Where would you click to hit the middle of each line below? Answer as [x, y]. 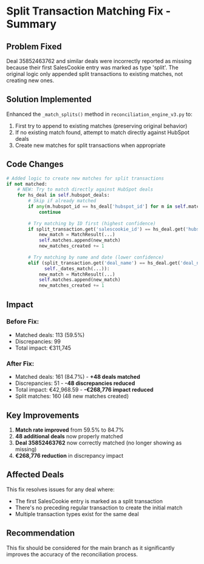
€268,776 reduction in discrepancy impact [69, 455]
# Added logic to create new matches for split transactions [85, 178]
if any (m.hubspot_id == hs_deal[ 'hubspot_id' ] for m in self [107, 206]
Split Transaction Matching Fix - [89, 11]
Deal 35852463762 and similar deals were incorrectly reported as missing [99, 61]
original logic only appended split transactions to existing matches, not [95, 74]
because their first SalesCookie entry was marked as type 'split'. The [93, 67]
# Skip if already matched [62, 201]
